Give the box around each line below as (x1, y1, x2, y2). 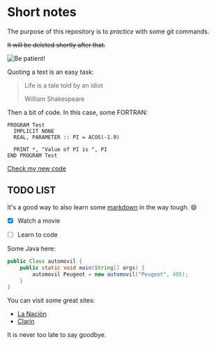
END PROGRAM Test (7, 152, 58, 159)
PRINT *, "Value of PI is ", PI (13, 146, 108, 153)
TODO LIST (7, 184, 56, 196)
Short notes (7, 4, 77, 20)
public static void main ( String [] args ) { (20, 264, 145, 272)
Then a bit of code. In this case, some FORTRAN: (7, 108, 148, 116)
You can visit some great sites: (7, 297, 95, 305)
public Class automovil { (7, 258, 82, 265)
